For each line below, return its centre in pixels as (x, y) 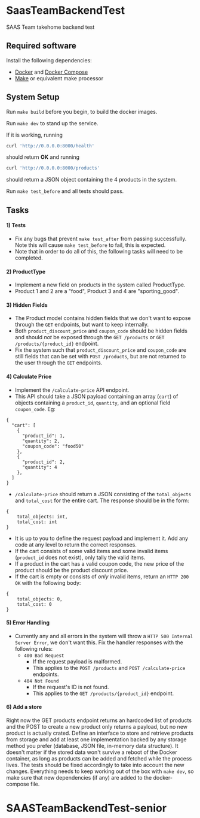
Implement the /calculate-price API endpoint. (72, 390)
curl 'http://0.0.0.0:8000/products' (53, 168)
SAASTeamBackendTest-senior (87, 808)
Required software (41, 46)
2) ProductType (26, 271)
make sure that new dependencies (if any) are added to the (79, 777)
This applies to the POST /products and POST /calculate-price (109, 668)
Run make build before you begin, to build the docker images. (82, 111)
